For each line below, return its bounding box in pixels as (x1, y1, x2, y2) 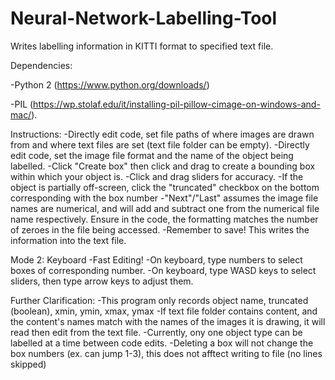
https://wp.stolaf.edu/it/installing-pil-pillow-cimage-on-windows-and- (33, 98, 321, 110)
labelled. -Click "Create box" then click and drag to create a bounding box (10, 160, 316, 172)
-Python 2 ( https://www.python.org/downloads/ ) (10, 78, 210, 91)
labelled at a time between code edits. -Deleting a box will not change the (10, 337, 314, 349)
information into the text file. (10, 234, 127, 246)
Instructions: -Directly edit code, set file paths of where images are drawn (10, 128, 315, 140)
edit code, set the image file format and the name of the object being (10, 149, 294, 161)
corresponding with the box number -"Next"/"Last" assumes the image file (10, 192, 319, 204)
